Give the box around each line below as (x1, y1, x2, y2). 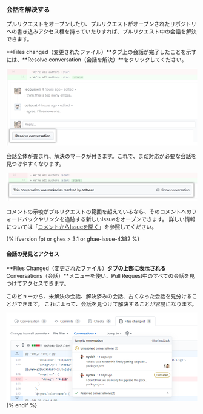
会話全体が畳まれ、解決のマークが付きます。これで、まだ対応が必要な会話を (6, 153, 197, 160)
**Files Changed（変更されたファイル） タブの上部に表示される (6, 264, 166, 272)
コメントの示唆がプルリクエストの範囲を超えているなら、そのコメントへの (6, 208, 192, 215)
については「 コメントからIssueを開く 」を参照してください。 (6, 223, 158, 230)
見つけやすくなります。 (6, 160, 65, 168)
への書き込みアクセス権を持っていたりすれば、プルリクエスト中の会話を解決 (6, 28, 197, 35)
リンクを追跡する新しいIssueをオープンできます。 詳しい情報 (43, 215, 196, 223)
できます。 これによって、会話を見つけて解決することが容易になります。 (16, 300, 198, 308)
